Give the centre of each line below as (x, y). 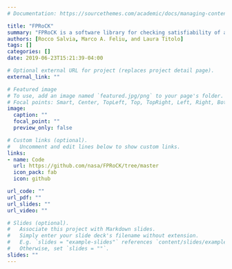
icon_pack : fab (35, 172)
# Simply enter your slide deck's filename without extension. (103, 236)
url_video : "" (28, 210)
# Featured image (32, 89)
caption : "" (31, 115)
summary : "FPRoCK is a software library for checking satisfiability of (114, 32)
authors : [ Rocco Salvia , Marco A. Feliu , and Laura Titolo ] (96, 39)
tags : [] (20, 46)
